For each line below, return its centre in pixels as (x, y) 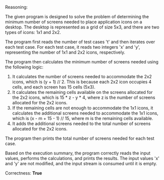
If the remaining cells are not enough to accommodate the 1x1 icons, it (82, 108)
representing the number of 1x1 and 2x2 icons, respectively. (65, 52)
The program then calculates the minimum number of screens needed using (82, 62)
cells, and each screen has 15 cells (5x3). (54, 87)
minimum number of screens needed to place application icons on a (74, 22)
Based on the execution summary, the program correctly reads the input (78, 153)
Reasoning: (16, 7)
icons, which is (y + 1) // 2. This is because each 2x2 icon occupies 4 (82, 82)
